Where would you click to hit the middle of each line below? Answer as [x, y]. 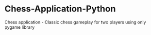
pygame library [20, 27]
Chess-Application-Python [60, 9]
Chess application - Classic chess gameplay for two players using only [75, 22]
